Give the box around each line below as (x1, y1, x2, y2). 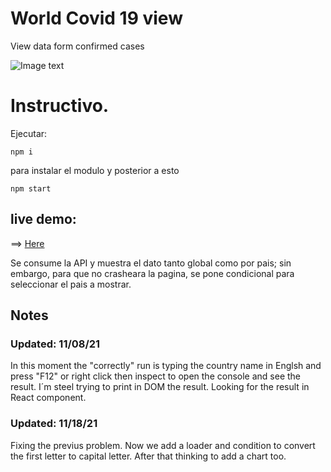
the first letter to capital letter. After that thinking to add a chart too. (10, 450, 287, 462)
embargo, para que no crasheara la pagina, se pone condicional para (10, 267, 295, 279)
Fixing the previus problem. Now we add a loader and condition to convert (10, 439, 316, 451)
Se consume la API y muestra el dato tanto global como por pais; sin (10, 257, 292, 269)
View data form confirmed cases (10, 40, 145, 52)
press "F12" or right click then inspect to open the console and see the (10, 370, 302, 382)
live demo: (10, 211, 77, 228)
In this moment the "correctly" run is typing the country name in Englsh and (10, 360, 322, 372)
